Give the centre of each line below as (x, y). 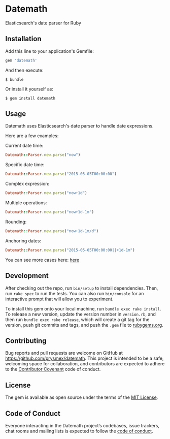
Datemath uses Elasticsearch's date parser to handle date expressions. (79, 126)
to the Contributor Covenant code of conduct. (53, 369)
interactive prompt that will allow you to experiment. (59, 299)
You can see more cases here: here (42, 260)
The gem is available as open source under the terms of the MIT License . (82, 397)
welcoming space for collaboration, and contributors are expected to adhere (85, 364)
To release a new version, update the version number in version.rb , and (81, 314)
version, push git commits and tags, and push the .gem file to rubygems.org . (84, 325)
